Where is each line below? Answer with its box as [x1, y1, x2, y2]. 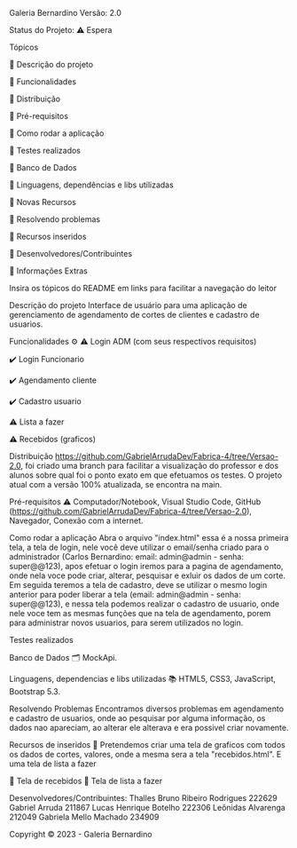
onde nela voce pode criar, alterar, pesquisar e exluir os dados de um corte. [9, 570, 286, 581]
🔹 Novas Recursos [9, 197, 77, 207]
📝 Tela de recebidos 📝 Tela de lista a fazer [9, 776, 163, 786]
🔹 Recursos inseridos [9, 231, 87, 242]
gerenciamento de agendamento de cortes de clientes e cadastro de [9, 310, 260, 320]
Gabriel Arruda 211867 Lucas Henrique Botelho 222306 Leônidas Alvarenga [9, 803, 285, 812]
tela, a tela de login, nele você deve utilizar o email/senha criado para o [9, 542, 270, 552]
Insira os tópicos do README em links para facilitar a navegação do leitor [9, 283, 277, 293]
